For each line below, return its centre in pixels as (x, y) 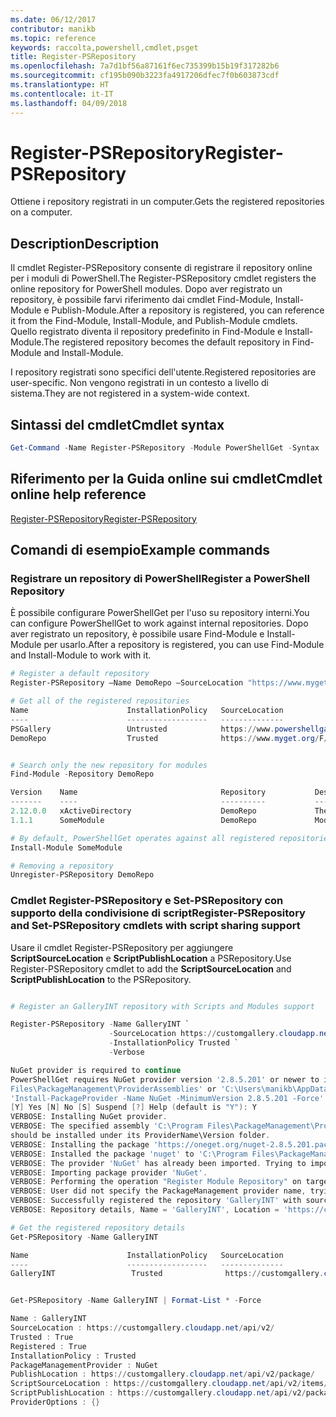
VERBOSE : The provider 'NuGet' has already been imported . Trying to (158, 1163)
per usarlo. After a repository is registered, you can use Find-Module (184, 645)
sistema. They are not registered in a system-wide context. (130, 393)
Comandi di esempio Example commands (140, 550)
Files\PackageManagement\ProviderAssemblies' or (113, 1089)
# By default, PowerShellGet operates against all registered (142, 838)
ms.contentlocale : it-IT (62, 94)
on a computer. (41, 212)
